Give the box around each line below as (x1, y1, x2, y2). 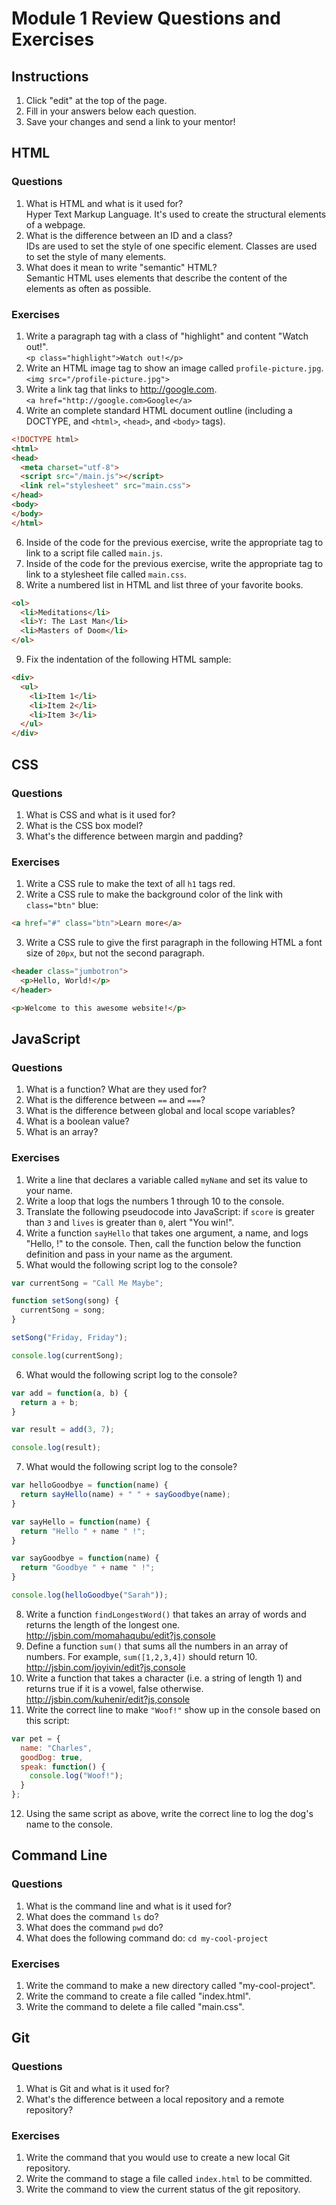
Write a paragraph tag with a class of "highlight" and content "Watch (25, 330, 309, 342)
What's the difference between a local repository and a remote (25, 2093, 285, 2105)
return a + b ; (20, 1397, 79, 1407)
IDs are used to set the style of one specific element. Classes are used (25, 240, 318, 252)
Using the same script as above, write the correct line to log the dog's (25, 1808, 314, 1820)
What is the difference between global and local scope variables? (25, 1105, 296, 1117)
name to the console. (25, 1818, 114, 1831)
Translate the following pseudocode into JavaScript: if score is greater (25, 1205, 316, 1217)
